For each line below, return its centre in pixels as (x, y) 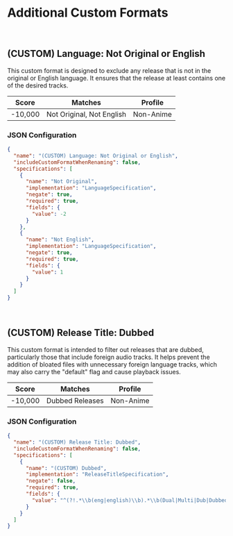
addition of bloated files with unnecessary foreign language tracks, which (112, 364)
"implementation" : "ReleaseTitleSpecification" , (97, 475)
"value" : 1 (48, 272)
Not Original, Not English (86, 114)
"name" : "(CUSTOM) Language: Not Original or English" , (96, 156)
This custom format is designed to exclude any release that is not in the (109, 70)
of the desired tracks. (38, 85)
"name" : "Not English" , (60, 240)
